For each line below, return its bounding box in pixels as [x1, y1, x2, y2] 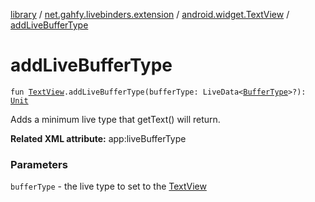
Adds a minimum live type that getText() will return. [10, 113, 221, 125]
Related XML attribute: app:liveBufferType [10, 132, 187, 144]
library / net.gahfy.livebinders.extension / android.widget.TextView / [10, 9, 290, 20]
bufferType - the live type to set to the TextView [10, 180, 207, 193]
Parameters [10, 157, 68, 171]
